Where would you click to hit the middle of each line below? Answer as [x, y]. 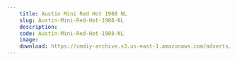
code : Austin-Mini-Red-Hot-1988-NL [72, 33]
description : [39, 27]
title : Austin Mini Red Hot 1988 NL [74, 14]
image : [29, 40]
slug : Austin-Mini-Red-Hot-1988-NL [72, 20]
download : [34, 46]
